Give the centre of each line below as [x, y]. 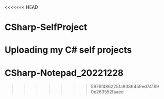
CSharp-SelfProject [46, 27]
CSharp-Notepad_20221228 [64, 73]
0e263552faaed [108, 92]
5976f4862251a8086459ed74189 [125, 87]
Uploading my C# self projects [68, 50]
